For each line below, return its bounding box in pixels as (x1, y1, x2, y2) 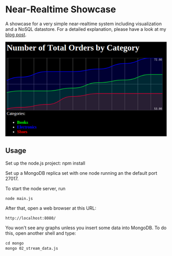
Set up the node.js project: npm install (5, 160, 85, 166)
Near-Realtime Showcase (5, 4, 116, 15)
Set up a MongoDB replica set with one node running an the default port (5, 170, 158, 176)
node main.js (5, 196, 33, 201)
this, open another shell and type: (5, 230, 76, 236)
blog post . (5, 31, 27, 38)
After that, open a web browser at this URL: (5, 205, 96, 211)
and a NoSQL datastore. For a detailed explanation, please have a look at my (5, 26, 166, 32)
